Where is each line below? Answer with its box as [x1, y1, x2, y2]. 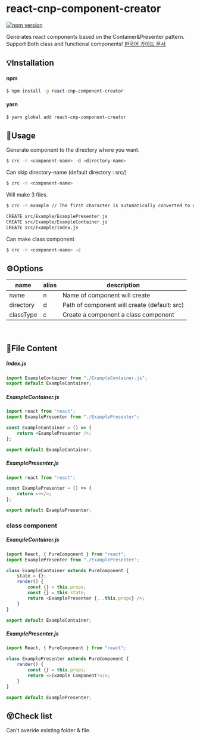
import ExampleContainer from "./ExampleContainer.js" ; [6, 375, 148, 381]
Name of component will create [62, 291, 151, 300]
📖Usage [6, 130, 36, 140]
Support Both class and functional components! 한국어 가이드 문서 [6, 40, 166, 47]
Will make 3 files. [6, 191, 48, 198]
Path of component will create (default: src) [62, 301, 185, 309]
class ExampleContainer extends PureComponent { [6, 567, 129, 573]
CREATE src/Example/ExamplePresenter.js [6, 213, 108, 219]
